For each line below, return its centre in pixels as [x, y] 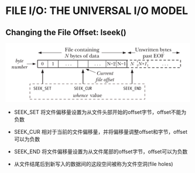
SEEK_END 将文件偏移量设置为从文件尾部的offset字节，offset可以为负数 [101, 152]
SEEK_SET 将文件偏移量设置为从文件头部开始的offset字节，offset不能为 [100, 112]
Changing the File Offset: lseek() [66, 32]
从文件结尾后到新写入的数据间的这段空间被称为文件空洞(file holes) [93, 164]
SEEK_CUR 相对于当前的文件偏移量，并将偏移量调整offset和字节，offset [101, 132]
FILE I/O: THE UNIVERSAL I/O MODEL [97, 11]
